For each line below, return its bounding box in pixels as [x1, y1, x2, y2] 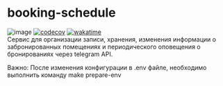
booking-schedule [7, 5, 116, 21]
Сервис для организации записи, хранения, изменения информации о [7, 35, 217, 43]
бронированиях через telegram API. [7, 50, 113, 58]
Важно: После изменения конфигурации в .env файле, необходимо [7, 63, 207, 71]
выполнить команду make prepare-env [7, 71, 122, 79]
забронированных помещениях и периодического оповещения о [7, 42, 201, 51]
